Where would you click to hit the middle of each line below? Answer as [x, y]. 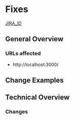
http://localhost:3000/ [35, 65]
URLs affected [23, 53]
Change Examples [35, 80]
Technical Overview [37, 98]
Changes [17, 112]
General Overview [34, 39]
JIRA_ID [13, 23]
